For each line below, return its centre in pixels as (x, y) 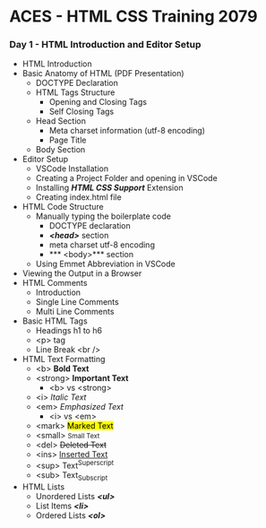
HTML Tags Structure (75, 92)
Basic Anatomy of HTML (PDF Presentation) (103, 74)
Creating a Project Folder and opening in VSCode (126, 178)
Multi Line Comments (75, 312)
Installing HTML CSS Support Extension (109, 188)
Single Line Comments (77, 302)
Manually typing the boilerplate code (103, 216)
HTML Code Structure (63, 207)
